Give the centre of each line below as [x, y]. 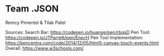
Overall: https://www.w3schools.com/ [45, 48]
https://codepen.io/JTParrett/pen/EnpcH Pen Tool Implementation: [74, 37]
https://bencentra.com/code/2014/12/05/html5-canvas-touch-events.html [82, 42]
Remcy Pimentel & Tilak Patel [35, 22]
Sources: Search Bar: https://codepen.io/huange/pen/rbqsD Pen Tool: [78, 32]
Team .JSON [32, 9]
